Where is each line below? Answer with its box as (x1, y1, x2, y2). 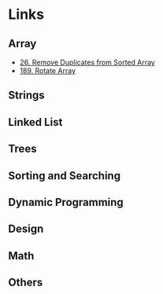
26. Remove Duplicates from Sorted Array (19, 57, 155, 67)
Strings (8, 89, 45, 102)
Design (8, 222, 44, 236)
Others (8, 276, 43, 289)
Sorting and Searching (8, 169, 120, 182)
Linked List (8, 116, 63, 129)
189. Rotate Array (19, 66, 76, 75)
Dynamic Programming (8, 195, 124, 209)
